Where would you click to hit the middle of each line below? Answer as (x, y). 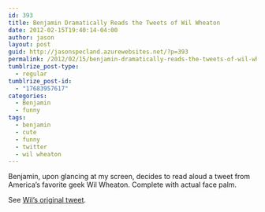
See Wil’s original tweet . (47, 200)
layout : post (30, 45)
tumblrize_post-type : (44, 67)
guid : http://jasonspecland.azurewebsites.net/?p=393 (99, 52)
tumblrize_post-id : (40, 81)
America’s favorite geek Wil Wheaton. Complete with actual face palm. (123, 185)
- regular (31, 74)
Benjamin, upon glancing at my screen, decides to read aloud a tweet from (129, 177)
